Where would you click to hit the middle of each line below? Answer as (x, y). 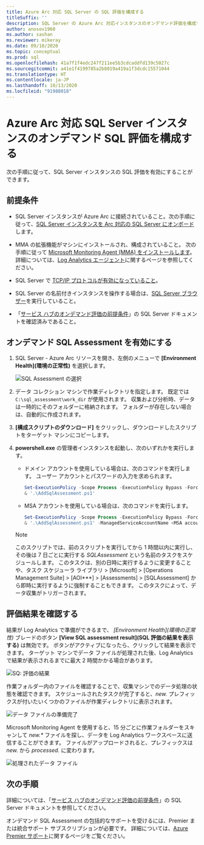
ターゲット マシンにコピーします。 (69, 435)
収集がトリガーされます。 (58, 593)
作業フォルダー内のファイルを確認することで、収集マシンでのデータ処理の (99, 686)
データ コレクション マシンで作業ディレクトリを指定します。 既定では (102, 392)
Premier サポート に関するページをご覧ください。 (67, 836)
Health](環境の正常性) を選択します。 (62, 366)
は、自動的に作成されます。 (49, 414)
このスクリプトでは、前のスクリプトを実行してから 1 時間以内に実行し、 (105, 547)
